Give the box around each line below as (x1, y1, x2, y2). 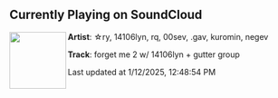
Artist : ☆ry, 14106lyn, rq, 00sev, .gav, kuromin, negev (67, 31, 269, 42)
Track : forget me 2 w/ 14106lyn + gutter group (67, 49, 240, 60)
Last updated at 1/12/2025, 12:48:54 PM (67, 66, 216, 77)
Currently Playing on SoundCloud (9, 7, 203, 23)
